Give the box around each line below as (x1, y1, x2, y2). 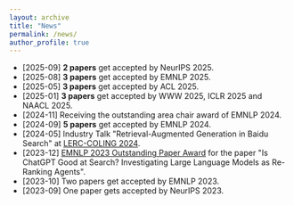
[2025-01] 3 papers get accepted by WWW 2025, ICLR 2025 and (21, 91, 263, 102)
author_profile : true (9, 37, 90, 47)
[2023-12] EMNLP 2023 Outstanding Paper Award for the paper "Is (21, 148, 269, 159)
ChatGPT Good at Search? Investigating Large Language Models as (21, 157, 270, 168)
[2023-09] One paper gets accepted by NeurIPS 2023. (21, 185, 225, 196)
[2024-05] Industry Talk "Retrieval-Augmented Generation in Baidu (21, 128, 269, 139)
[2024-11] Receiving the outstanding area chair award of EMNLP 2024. (21, 110, 282, 120)
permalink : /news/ (9, 29, 78, 38)
